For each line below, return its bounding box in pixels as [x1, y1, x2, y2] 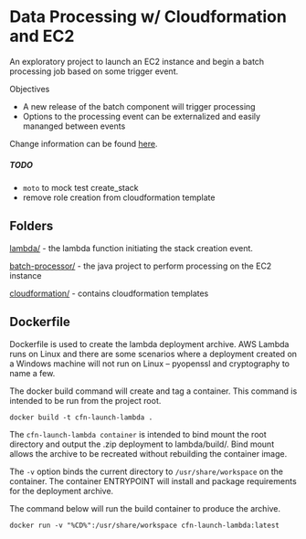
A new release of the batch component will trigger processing [22, 100, 256, 111]
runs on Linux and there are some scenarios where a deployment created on [9, 348, 298, 359]
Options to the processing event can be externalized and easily [22, 111, 261, 122]
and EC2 [9, 26, 75, 47]
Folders [9, 218, 54, 234]
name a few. [9, 367, 56, 378]
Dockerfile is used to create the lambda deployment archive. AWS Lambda [9, 338, 290, 349]
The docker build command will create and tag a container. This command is [9, 386, 298, 396]
